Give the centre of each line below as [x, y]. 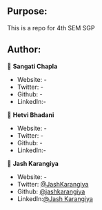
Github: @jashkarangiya [51, 191]
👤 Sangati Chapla [32, 66]
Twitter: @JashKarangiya [53, 184]
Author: [24, 50]
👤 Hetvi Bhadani [31, 115]
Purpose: [27, 11]
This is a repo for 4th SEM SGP [51, 28]
